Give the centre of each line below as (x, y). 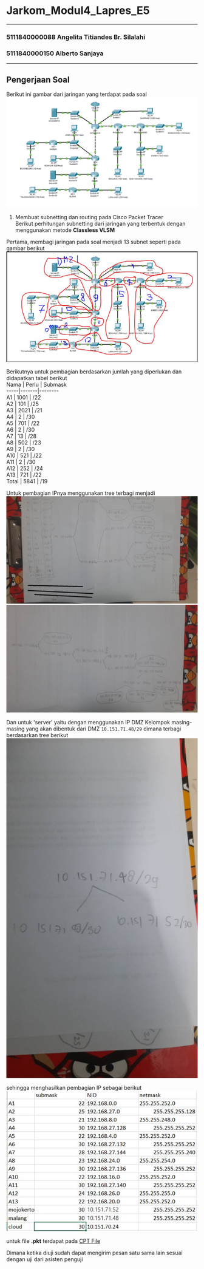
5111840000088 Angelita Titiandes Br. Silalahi (76, 37)
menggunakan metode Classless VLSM (65, 230)
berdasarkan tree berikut (37, 735)
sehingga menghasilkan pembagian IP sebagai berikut (74, 1088)
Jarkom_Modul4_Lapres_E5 (78, 11)
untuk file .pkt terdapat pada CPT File (53, 1241)
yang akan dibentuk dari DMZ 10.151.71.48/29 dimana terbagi (104, 729)
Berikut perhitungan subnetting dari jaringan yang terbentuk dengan (100, 223)
